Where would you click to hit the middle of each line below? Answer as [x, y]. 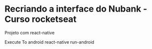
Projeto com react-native [30, 33]
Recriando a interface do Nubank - [76, 9]
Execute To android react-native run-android [50, 42]
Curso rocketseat [41, 19]
